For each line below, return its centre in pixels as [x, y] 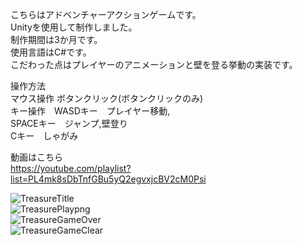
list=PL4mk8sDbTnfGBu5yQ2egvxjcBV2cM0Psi [108, 179]
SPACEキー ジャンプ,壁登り [69, 123]
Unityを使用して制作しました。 [74, 27]
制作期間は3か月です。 [56, 39]
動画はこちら [36, 157]
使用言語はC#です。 [51, 52]
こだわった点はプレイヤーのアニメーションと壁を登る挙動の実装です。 [154, 64]
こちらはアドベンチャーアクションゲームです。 [106, 14]
